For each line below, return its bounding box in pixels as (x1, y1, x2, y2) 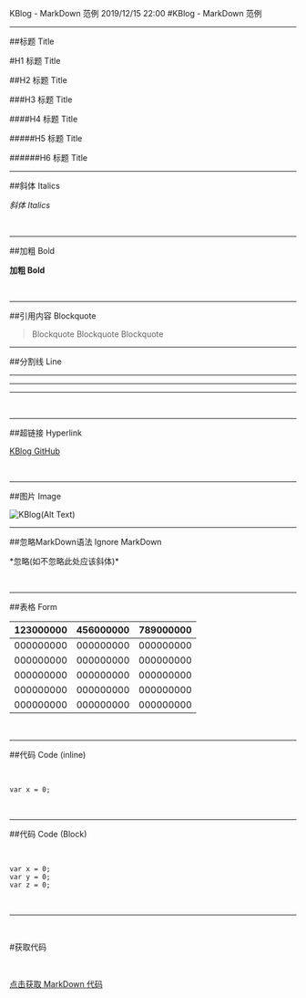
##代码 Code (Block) (9, 829, 87, 839)
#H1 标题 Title (9, 56, 61, 66)
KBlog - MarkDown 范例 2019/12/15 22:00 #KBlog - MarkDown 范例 (9, 8, 262, 18)
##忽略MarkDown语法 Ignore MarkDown (9, 537, 162, 547)
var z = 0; (9, 880, 51, 889)
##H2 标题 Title (9, 75, 68, 85)
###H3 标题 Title (9, 94, 73, 105)
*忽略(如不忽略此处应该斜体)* (9, 556, 120, 566)
